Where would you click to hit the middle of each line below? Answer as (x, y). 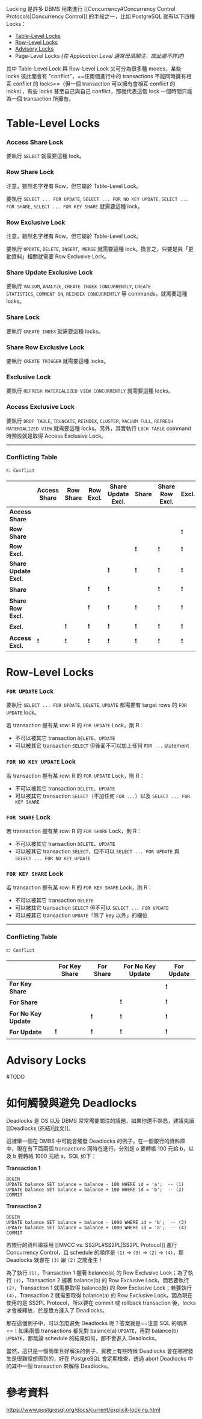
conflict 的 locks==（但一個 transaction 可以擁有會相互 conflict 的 (94, 84)
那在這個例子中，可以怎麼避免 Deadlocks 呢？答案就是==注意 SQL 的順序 (97, 1323)
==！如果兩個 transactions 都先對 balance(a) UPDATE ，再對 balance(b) (92, 1331)
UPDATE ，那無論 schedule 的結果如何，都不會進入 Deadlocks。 (83, 1338)
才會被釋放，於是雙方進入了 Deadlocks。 (57, 1311)
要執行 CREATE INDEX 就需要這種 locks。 (55, 331)
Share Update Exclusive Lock (50, 272)
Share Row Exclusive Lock (45, 347)
